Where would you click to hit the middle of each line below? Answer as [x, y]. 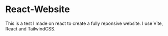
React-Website [38, 9]
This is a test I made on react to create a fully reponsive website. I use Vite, [84, 23]
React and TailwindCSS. [30, 28]
